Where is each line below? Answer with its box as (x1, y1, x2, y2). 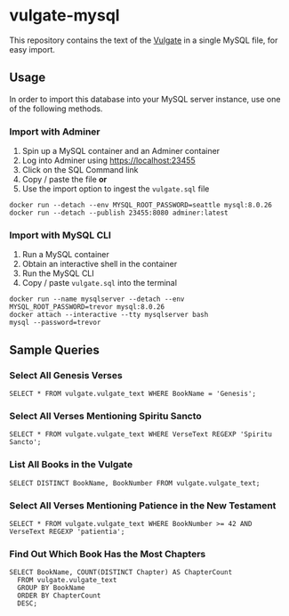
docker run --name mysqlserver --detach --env (9, 295, 185, 304)
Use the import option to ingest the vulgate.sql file (21, 183, 210, 194)
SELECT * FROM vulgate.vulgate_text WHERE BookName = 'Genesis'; (9, 389, 256, 399)
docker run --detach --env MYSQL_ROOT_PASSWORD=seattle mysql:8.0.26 (9, 201, 273, 210)
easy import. (9, 44, 56, 54)
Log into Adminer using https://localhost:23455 (21, 155, 196, 166)
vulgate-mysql (9, 5, 120, 26)
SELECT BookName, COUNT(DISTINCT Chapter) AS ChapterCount (9, 568, 233, 577)
